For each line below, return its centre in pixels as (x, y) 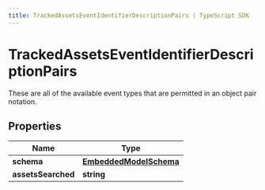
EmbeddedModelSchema (131, 162)
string (94, 174)
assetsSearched (44, 174)
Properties (35, 126)
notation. (23, 101)
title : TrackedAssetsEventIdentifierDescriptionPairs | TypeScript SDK (129, 15)
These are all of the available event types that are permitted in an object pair (132, 93)
